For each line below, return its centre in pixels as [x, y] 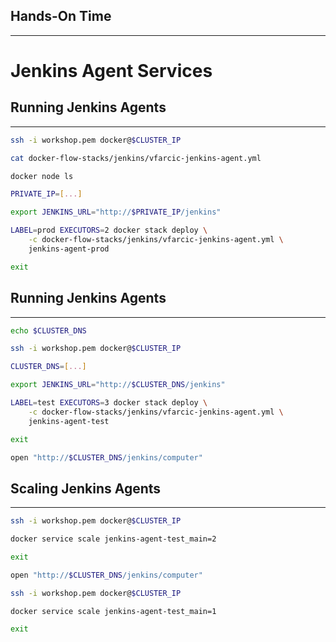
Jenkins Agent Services [111, 71]
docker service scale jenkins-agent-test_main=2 [113, 539]
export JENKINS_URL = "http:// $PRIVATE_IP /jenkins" [116, 212]
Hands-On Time [61, 16]
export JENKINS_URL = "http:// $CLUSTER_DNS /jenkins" [118, 385]
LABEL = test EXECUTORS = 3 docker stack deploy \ [109, 403]
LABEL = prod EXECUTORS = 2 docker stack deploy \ [109, 230]
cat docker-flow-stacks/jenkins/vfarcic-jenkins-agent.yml [136, 158]
